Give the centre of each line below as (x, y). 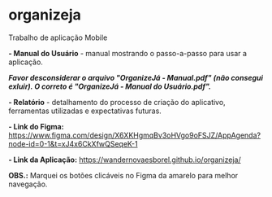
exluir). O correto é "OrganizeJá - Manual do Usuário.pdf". (110, 86)
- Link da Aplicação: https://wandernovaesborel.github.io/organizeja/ (125, 160)
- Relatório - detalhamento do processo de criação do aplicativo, (117, 102)
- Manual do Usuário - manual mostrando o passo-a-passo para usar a (128, 53)
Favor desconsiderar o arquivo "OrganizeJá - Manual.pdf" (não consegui (136, 77)
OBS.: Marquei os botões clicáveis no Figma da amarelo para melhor (123, 175)
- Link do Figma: (36, 126)
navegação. (28, 184)
